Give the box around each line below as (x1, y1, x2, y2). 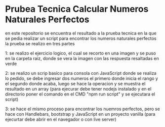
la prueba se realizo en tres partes (5, 40, 75, 46)
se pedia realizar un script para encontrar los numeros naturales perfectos (5, 35, 157, 41)
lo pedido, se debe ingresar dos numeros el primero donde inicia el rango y (5, 75, 158, 81)
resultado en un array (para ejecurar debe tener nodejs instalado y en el (5, 86, 152, 92)
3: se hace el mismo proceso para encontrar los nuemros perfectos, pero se (5, 106, 160, 112)
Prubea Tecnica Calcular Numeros (5, 3, 149, 15)
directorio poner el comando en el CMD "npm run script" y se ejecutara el (5, 91, 156, 97)
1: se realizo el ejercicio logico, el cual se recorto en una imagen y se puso (5, 50, 156, 56)
